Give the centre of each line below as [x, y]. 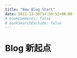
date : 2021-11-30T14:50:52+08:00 [39, 14]
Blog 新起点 [28, 48]
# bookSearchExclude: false [33, 23]
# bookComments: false [28, 18]
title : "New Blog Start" [30, 9]
